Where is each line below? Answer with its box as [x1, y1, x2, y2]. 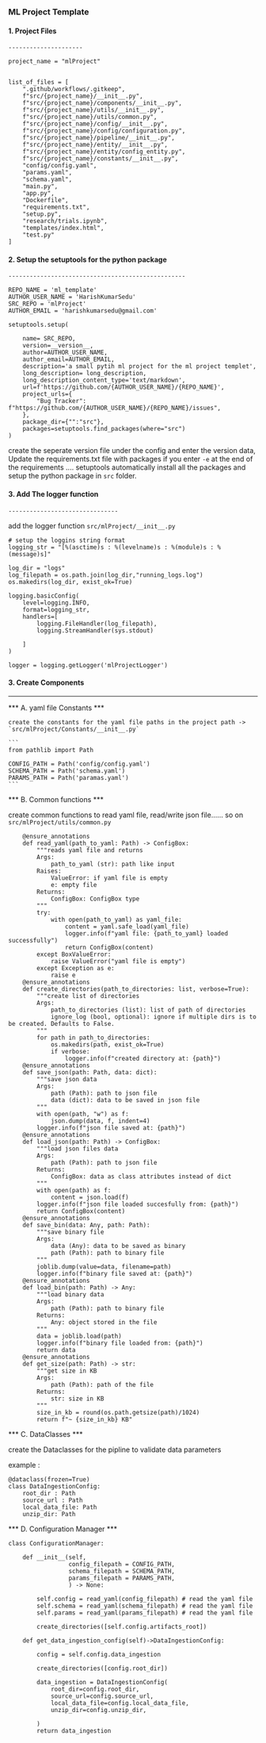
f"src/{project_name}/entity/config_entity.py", [22, 148, 186, 156]
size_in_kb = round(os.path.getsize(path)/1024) [36, 1408, 200, 1416]
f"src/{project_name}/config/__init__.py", [22, 120, 169, 129]
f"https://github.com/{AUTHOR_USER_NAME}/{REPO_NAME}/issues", [8, 404, 222, 413]
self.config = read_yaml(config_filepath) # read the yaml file [36, 1595, 253, 1603]
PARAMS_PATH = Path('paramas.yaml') [8, 774, 129, 781]
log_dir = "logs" [8, 564, 66, 572]
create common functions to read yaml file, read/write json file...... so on [8, 810, 244, 820]
